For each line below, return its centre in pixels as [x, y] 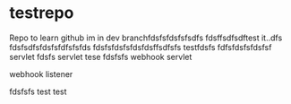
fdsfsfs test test [38, 91]
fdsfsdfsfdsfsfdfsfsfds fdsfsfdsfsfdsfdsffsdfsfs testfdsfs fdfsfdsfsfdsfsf [141, 47]
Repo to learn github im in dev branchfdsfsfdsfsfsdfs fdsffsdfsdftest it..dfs [146, 38]
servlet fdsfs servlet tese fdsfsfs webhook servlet [101, 56]
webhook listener [41, 74]
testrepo [42, 13]
